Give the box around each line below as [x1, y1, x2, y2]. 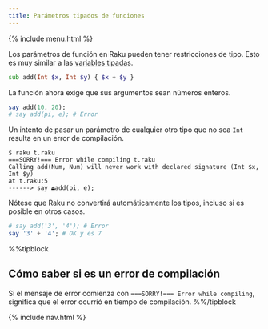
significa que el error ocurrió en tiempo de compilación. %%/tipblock [8, 297, 236, 307]
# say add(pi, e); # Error [8, 110, 98, 118]
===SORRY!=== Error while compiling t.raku [8, 156, 156, 164]
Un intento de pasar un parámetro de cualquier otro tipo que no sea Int [8, 125, 244, 134]
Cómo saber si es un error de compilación [8, 267, 221, 281]
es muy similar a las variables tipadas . [8, 58, 134, 67]
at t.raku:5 [8, 177, 48, 185]
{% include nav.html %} [8, 312, 86, 322]
